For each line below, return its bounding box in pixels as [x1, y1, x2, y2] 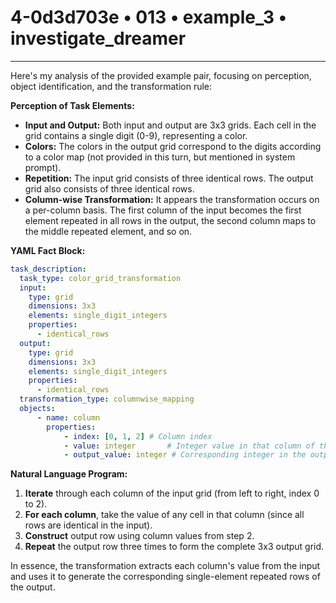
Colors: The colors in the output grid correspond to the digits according [24, 140, 322, 152]
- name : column [36, 412, 101, 423]
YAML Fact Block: [10, 244, 86, 256]
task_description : [10, 264, 87, 274]
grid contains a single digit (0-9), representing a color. [24, 129, 248, 141]
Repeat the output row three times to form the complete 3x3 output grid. [24, 541, 325, 553]
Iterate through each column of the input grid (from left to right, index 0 [24, 487, 320, 500]
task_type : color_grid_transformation [19, 273, 182, 283]
